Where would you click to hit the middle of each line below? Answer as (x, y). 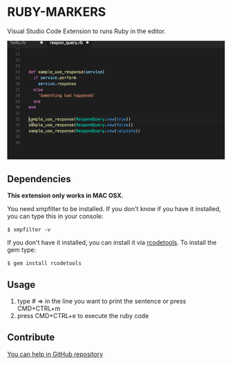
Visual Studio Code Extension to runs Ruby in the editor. (87, 31)
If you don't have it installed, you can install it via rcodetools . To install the (112, 243)
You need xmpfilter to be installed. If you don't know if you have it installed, (114, 209)
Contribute (31, 338)
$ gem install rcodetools (44, 264)
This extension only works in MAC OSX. (66, 196)
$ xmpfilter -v (29, 230)
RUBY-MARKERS (57, 12)
